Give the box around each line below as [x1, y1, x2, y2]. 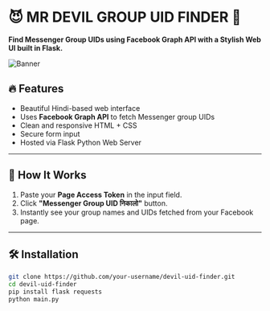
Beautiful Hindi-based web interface [19, 103, 141, 113]
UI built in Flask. [8, 43, 63, 52]
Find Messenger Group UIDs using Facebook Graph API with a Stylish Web [8, 35, 261, 44]
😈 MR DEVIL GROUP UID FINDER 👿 [8, 8, 242, 27]
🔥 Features [8, 82, 64, 96]
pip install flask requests [8, 288, 103, 297]
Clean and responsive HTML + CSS [19, 121, 138, 130]
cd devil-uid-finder [8, 280, 78, 288]
